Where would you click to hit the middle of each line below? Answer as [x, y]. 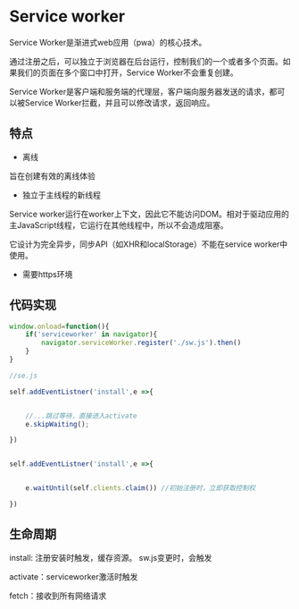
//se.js [24, 376]
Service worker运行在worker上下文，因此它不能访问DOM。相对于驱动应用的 [149, 214]
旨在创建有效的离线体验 [52, 175]
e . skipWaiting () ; [58, 424]
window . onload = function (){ [59, 326]
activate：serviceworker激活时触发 [74, 576]
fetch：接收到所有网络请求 [58, 596]
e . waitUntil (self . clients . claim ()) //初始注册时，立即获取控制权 [141, 488]
